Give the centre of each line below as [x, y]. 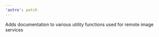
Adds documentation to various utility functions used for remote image [79, 24]
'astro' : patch [21, 10]
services [14, 30]
